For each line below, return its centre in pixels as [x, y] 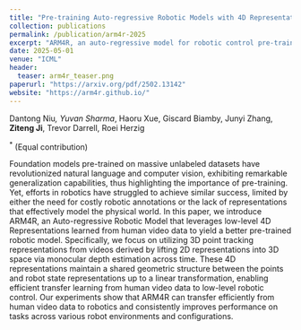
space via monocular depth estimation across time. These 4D [122, 259]
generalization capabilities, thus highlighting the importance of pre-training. [149, 183]
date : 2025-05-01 [42, 51]
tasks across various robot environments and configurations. [121, 317]
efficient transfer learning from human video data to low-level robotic [137, 288]
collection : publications [57, 26]
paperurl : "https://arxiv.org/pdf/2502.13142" [98, 84]
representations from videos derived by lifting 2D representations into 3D [144, 250]
